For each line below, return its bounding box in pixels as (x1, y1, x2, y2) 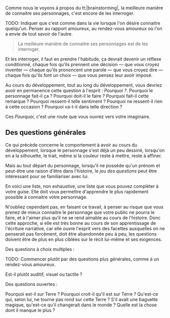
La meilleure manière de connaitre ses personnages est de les (17, 41, 149, 47)
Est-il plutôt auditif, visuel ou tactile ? (5, 271, 82, 277)
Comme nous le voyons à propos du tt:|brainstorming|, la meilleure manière (5, 5, 163, 11)
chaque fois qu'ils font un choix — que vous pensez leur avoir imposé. (5, 72, 153, 78)
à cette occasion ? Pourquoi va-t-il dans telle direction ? (5, 104, 123, 109)
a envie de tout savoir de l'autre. (5, 31, 73, 37)
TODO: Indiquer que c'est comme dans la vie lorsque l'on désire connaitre (5, 20, 160, 26)
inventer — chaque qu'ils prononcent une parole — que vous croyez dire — (5, 67, 163, 73)
